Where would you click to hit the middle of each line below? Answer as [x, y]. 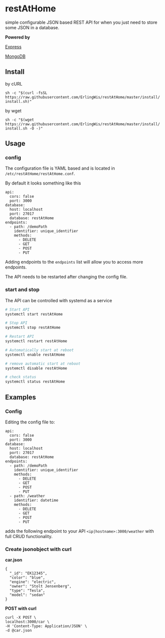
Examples [21, 397]
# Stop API [16, 323]
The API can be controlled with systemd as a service [59, 300]
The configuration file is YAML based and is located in [60, 168]
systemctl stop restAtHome [33, 328]
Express [13, 46]
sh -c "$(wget [20, 120]
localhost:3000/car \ [27, 622]
